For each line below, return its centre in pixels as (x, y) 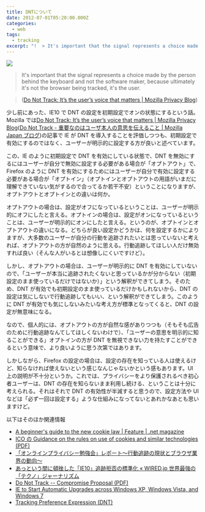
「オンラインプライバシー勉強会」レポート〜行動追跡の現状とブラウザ (104, 453)
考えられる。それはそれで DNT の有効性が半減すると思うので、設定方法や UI (102, 391)
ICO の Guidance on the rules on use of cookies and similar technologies (106, 439)
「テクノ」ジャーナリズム (47, 476)
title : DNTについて (29, 12)
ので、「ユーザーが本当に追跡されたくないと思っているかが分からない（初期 (101, 273)
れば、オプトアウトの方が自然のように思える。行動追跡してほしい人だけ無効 (103, 245)
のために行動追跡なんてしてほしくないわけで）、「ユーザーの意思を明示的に (100, 332)
